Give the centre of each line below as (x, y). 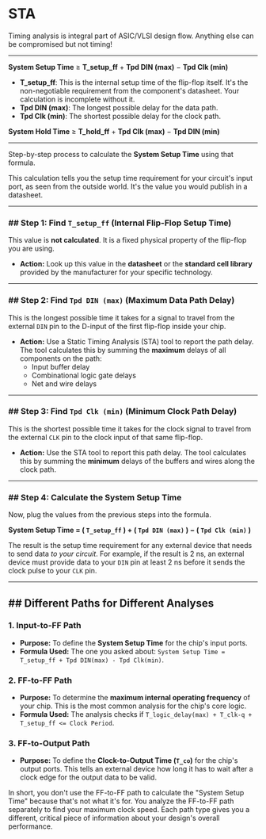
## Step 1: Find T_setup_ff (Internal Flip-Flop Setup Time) (120, 223)
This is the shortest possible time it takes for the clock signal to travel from (130, 428)
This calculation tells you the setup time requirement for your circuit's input (131, 178)
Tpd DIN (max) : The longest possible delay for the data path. (119, 107)
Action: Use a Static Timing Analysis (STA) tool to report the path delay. (137, 341)
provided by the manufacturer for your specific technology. (116, 272)
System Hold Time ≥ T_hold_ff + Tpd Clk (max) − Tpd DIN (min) (114, 131)
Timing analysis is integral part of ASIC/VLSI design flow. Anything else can (131, 36)
